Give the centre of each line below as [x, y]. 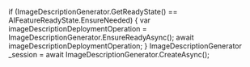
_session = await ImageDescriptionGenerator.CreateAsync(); [109, 54]
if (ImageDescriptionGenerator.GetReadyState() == [93, 12]
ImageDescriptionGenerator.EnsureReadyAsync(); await [101, 37]
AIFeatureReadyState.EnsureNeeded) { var [80, 20]
